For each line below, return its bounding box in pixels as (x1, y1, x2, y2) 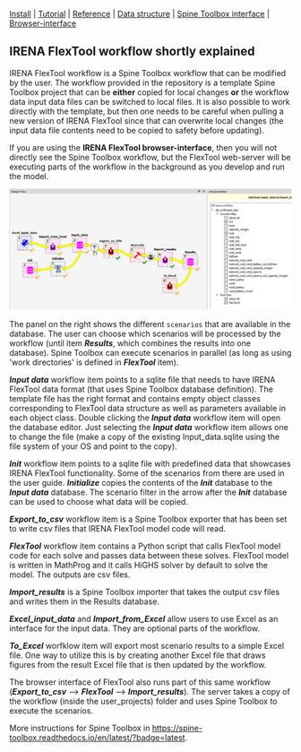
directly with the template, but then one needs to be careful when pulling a (9, 106, 284, 117)
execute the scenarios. (9, 705, 94, 716)
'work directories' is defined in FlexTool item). (9, 357, 179, 367)
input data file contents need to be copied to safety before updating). (9, 125, 264, 135)
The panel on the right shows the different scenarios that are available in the (9, 319, 291, 330)
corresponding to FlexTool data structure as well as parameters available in (9, 403, 287, 414)
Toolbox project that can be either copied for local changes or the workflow (9, 86, 289, 98)
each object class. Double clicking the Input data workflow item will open (9, 412, 280, 423)
